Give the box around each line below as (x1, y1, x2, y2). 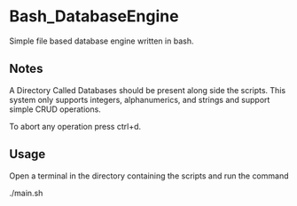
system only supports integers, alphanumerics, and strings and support (9, 94, 270, 105)
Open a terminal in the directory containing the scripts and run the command (9, 170, 289, 181)
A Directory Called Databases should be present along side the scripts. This (9, 84, 286, 95)
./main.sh (9, 187, 43, 198)
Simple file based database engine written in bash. (9, 36, 194, 46)
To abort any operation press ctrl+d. (9, 121, 142, 131)
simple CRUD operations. (9, 104, 102, 115)
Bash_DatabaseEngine (9, 6, 179, 27)
